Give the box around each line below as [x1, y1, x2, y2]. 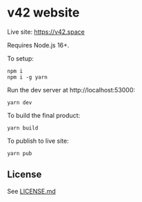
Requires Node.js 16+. [7, 41, 70, 49]
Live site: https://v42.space [7, 28, 85, 36]
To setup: [7, 54, 34, 63]
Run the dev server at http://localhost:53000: [7, 85, 136, 94]
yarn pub [7, 150, 32, 156]
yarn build [7, 124, 39, 132]
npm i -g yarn [7, 74, 48, 81]
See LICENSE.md [7, 187, 57, 195]
